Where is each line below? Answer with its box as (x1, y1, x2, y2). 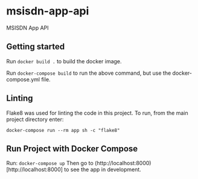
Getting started (6, 42, 65, 52)
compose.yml (6, 75, 40, 83)
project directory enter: (6, 116, 64, 123)
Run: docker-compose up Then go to (6, 160, 94, 167)
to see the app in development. (64, 166, 142, 173)
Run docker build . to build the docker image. (6, 57, 122, 64)
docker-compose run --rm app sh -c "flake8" (6, 127, 120, 133)
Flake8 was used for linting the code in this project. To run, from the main (6, 109, 188, 116)
